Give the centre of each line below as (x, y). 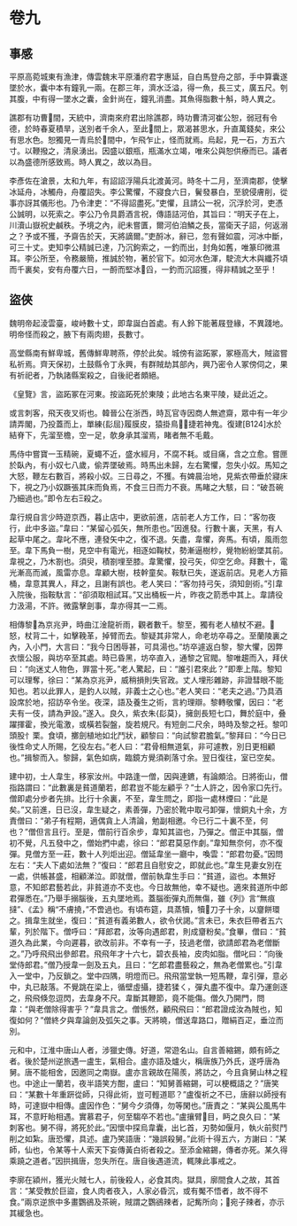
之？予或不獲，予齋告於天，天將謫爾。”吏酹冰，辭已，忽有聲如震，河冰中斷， (148, 236)
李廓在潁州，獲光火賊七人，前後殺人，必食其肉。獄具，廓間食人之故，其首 (145, 1179)
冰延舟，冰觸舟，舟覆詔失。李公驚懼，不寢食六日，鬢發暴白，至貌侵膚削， (145, 192)
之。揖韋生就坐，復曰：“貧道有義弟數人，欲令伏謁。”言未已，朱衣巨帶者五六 (146, 920)
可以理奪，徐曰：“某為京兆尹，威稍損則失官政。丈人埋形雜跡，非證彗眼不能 (147, 680)
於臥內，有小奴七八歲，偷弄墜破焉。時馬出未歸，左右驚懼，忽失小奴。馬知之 (148, 465)
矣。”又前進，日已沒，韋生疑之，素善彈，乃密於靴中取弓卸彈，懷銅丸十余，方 (148, 809)
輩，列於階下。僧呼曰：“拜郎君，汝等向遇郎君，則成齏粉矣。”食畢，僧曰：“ (144, 931)
